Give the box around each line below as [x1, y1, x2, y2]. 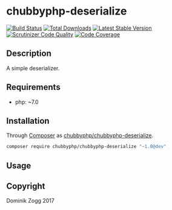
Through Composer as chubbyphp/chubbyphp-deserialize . [6, 132, 154, 139]
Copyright [6, 181, 45, 192]
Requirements [6, 82, 61, 92]
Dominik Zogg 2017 [6, 197, 55, 205]
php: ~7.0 [15, 98, 39, 106]
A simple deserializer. [6, 64, 60, 72]
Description [6, 49, 51, 59]
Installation [6, 115, 50, 126]
